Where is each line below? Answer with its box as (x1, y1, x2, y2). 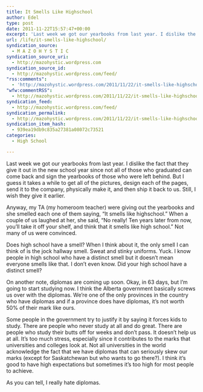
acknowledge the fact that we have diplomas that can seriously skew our (6, 348, 188, 355)
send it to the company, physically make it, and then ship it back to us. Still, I (6, 185, 196, 193)
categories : (6, 132, 36, 139)
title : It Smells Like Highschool (6, 8, 94, 15)
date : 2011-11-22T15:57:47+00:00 (6, 25, 91, 32)
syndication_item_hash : (6, 121, 66, 127)
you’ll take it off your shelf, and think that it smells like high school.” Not (6, 223, 184, 230)
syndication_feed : (6, 98, 53, 104)
